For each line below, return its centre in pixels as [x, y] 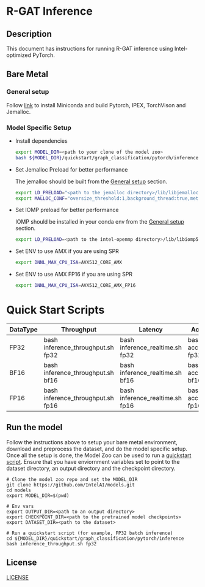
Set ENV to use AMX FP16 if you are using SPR [74, 275]
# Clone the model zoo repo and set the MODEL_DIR [72, 479]
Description [29, 34]
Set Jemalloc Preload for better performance [71, 169]
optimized [19, 55]
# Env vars [20, 506]
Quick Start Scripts [56, 310]
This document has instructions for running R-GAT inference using [90, 48]
